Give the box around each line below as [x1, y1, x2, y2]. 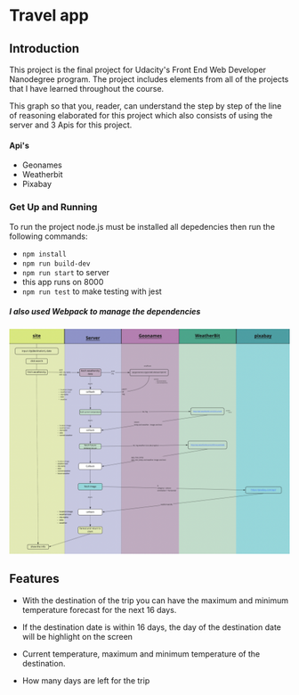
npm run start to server [21, 266, 109, 277]
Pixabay [21, 179, 52, 190]
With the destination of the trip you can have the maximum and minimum [21, 594, 289, 606]
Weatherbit [21, 169, 64, 180]
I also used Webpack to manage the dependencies [9, 307, 201, 317]
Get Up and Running [9, 201, 98, 214]
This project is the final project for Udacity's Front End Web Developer [9, 64, 267, 75]
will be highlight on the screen [21, 631, 133, 642]
